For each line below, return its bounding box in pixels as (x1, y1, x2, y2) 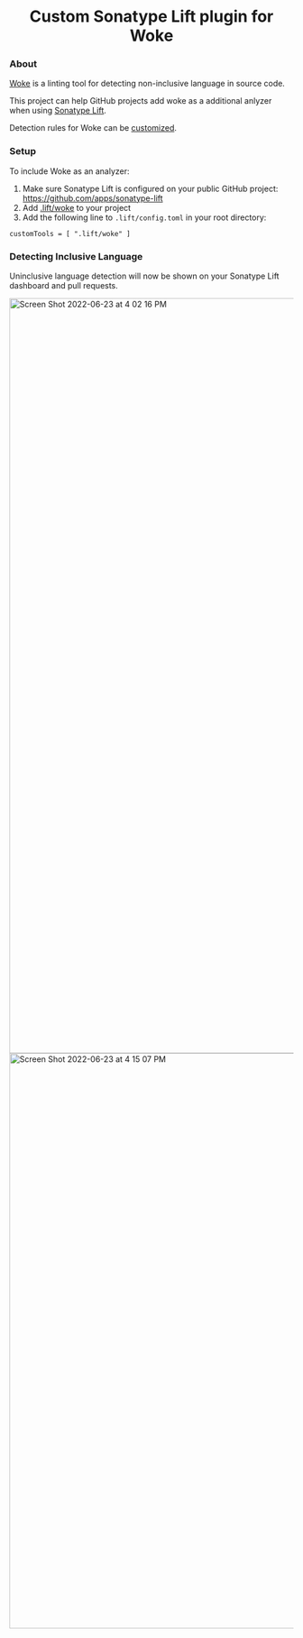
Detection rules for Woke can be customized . (9, 123, 178, 133)
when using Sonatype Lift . (9, 105, 106, 116)
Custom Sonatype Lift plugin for (29, 6, 274, 27)
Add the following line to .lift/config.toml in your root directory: (22, 212, 267, 223)
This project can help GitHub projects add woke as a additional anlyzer (9, 96, 272, 106)
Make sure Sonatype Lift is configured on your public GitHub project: (22, 183, 279, 194)
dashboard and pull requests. (9, 280, 119, 291)
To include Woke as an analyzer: (9, 165, 130, 177)
